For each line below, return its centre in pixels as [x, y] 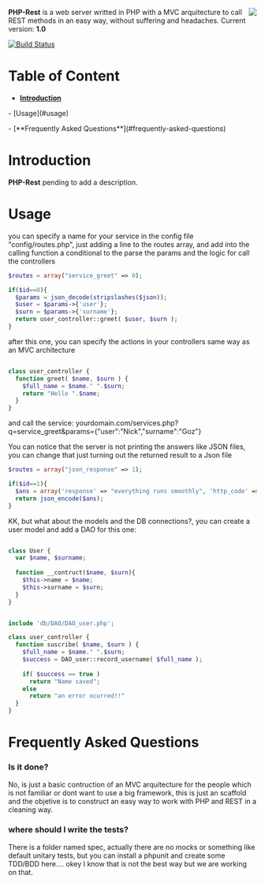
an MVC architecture [42, 350]
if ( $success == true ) [62, 674]
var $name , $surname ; [51, 558]
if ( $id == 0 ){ [28, 290]
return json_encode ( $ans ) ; [60, 498]
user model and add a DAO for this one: [72, 529]
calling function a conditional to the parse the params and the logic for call [129, 253]
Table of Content [64, 76]
